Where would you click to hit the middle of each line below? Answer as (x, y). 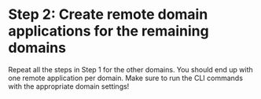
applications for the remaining (109, 31)
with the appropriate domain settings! (69, 86)
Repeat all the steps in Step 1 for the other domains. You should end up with (130, 69)
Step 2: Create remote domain (108, 15)
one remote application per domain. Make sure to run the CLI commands (126, 78)
